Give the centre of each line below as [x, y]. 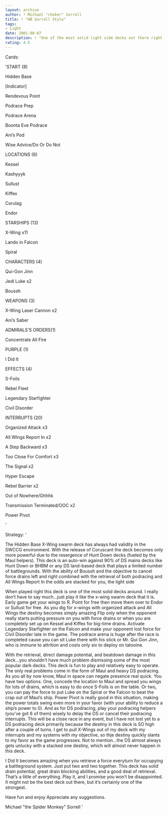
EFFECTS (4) [19, 369]
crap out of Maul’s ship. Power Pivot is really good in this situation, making [82, 697]
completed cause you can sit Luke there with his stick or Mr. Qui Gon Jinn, [82, 639]
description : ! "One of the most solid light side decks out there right [84, 38]
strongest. [16, 787]
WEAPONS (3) [20, 300]
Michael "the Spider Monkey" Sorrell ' [44, 807]
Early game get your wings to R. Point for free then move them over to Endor [84, 602]
